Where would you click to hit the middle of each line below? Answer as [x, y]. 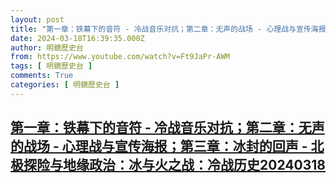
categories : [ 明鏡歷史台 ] [65, 85]
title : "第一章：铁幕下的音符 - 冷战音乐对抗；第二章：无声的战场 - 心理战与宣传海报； [172, 29]
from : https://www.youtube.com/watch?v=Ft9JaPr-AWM [120, 57]
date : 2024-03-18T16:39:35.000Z [77, 38]
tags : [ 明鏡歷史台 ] [51, 66]
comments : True [42, 76]
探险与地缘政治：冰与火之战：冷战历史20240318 [174, 165]
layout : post [37, 19]
